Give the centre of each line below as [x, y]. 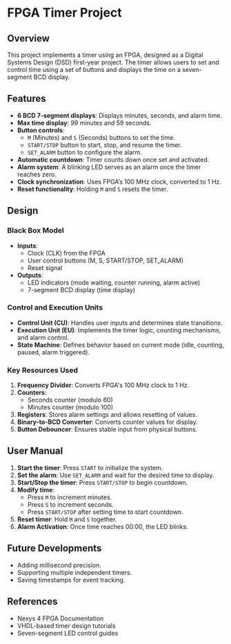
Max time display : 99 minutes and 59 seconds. [84, 123]
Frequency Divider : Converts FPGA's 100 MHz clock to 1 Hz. [103, 385]
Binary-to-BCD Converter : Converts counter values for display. [108, 422]
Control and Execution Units [55, 307]
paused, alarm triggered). [53, 352]
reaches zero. [37, 174]
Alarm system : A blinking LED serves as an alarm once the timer [109, 167]
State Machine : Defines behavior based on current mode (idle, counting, [120, 345]
